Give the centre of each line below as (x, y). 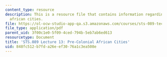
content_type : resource (30, 10)
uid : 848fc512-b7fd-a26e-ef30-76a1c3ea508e (51, 47)
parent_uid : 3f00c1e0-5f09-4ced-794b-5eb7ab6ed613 (59, 33)
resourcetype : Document (30, 38)
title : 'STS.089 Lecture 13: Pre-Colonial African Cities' (68, 42)
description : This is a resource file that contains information (74, 14)
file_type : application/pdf (34, 28)
